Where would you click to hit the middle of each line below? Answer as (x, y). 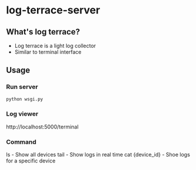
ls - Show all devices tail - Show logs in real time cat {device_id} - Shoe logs (98, 155)
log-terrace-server (53, 10)
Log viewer (22, 114)
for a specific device (31, 161)
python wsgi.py (25, 99)
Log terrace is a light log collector (55, 46)
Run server (22, 87)
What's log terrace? (43, 32)
